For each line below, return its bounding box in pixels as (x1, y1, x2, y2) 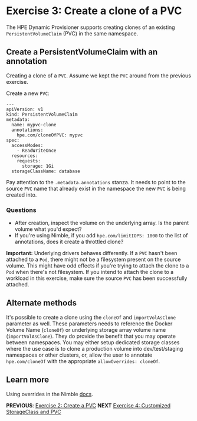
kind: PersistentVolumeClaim (6, 111, 78, 118)
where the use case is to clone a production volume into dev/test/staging (6, 345, 183, 352)
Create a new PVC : (6, 90, 50, 97)
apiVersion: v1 (6, 106, 44, 112)
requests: (17, 158, 41, 164)
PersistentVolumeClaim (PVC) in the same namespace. (6, 30, 139, 37)
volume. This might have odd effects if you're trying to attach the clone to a (6, 262, 189, 269)
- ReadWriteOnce (17, 148, 57, 154)
